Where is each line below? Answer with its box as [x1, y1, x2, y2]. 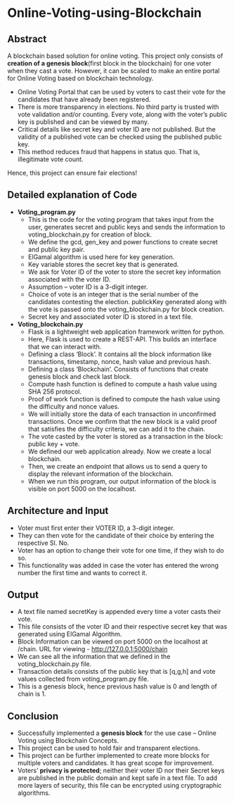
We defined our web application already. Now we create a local [27, 447, 212, 456]
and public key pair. [27, 245, 85, 253]
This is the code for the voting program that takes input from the [27, 215, 214, 223]
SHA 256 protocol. [27, 387, 82, 396]
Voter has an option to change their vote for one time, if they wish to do [17, 546, 224, 554]
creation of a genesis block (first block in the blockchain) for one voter [7, 59, 212, 68]
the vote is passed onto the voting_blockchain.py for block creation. [27, 305, 225, 313]
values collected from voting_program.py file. [17, 674, 149, 684]
